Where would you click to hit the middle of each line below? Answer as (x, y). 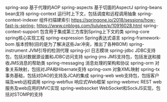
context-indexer (22, 20)
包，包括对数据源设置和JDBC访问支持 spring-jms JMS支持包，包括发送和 (81, 57)
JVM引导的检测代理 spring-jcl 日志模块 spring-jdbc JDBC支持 (92, 50)
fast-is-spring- (21, 26)
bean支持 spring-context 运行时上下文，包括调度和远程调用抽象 (71, 14)
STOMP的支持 (28, 94)
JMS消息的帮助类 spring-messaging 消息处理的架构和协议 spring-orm (81, 63)
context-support (22, 31)
